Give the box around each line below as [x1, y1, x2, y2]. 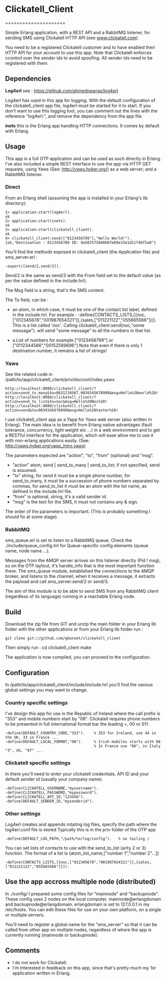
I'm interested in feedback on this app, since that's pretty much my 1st [12, 965, 156, 971]
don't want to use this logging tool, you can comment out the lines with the [5, 108, 158, 114]
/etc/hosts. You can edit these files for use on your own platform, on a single [5, 906, 161, 913]
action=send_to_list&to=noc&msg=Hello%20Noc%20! [5, 399, 108, 404]
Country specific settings [5, 699, 68, 706]
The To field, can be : [5, 296, 49, 303]
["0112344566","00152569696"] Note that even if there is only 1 [12, 342, 143, 348]
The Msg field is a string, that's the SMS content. [5, 287, 105, 293]
